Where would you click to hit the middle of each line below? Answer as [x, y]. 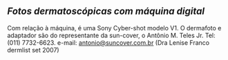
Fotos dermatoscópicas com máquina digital [106, 11]
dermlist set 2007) [34, 50]
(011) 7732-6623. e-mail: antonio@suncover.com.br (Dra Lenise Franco [108, 42]
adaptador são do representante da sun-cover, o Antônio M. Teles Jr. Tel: [111, 35]
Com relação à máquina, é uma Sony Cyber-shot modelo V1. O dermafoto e [114, 28]
